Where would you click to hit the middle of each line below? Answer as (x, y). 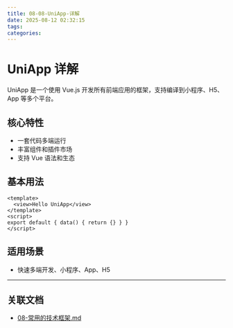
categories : (24, 33)
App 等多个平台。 (32, 98)
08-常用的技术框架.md (49, 318)
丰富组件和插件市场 (45, 149)
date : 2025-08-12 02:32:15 (46, 20)
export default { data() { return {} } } (68, 223)
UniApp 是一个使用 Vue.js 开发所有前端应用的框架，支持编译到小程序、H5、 (115, 90)
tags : (15, 26)
